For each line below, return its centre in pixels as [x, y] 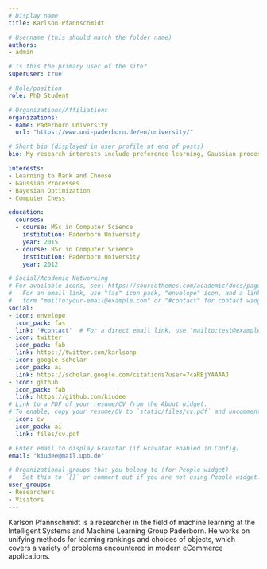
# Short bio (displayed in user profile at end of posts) [106, 147]
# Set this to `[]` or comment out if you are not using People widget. [135, 477]
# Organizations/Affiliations [58, 110]
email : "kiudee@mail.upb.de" [56, 456]
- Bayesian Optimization [49, 191]
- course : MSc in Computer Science [74, 228]
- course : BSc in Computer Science [74, 249]
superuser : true [35, 74]
